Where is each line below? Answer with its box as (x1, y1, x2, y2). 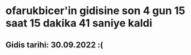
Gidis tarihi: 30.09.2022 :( (5, 40, 103, 50)
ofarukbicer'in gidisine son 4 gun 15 (5, 4, 186, 18)
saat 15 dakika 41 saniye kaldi (5, 16, 153, 30)
